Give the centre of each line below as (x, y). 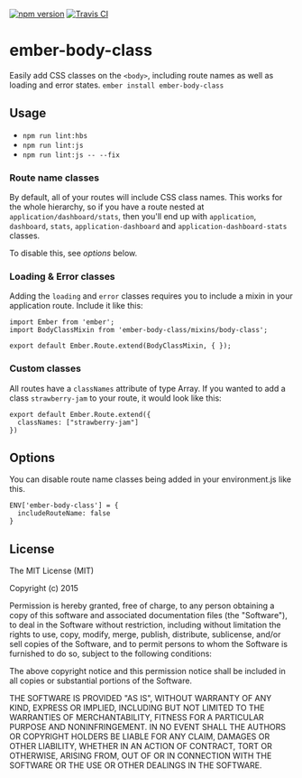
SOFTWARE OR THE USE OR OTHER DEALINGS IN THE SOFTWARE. (136, 765)
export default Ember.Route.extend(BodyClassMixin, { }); (120, 346)
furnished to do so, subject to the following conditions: (110, 653)
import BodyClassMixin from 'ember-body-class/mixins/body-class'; (139, 330)
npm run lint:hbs (55, 135)
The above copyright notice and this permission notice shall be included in (147, 671)
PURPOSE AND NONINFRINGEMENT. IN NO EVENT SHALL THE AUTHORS (148, 727)
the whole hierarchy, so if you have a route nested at (107, 207)
